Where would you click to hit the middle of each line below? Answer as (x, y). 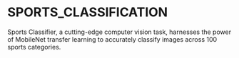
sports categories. (34, 47)
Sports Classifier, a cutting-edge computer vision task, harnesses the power (119, 32)
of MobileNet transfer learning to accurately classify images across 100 (112, 39)
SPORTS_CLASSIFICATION (88, 12)
